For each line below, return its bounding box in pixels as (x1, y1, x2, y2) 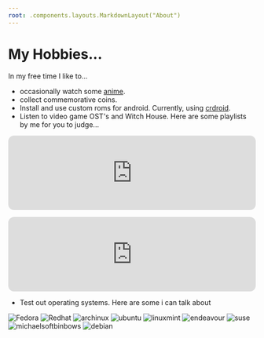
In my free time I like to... (8, 71, 88, 81)
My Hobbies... (8, 45, 103, 63)
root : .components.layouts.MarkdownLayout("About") (8, 11, 181, 20)
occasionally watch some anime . (19, 86, 126, 96)
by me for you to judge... (19, 119, 100, 129)
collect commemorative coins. (19, 95, 118, 104)
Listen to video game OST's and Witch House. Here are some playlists (19, 111, 247, 121)
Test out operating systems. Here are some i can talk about (19, 297, 211, 307)
